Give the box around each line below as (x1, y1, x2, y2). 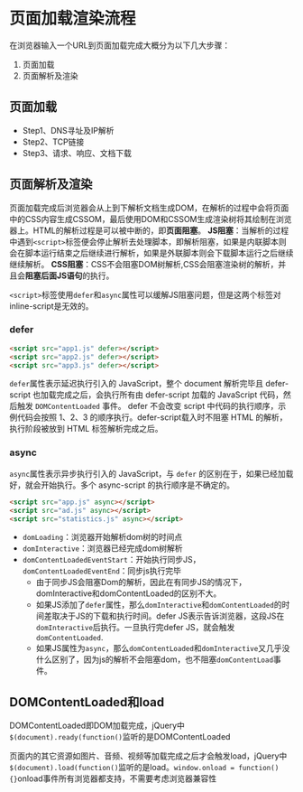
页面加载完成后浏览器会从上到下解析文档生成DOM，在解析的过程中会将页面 (9, 202, 289, 213)
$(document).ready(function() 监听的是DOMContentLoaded (9, 731, 231, 742)
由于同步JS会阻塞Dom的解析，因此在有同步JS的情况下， (35, 577, 247, 588)
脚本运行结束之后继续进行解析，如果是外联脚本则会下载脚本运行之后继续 (24, 247, 294, 258)
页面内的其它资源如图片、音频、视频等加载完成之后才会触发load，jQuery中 (9, 750, 288, 761)
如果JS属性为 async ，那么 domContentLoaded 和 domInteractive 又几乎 (35, 643, 282, 654)
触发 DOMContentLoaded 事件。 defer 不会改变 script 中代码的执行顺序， (16, 401, 279, 412)
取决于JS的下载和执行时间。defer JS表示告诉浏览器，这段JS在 (51, 610, 285, 621)
